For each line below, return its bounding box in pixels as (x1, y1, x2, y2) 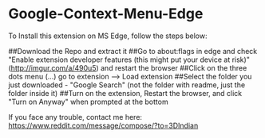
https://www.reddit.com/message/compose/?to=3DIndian (8, 121, 199, 130)
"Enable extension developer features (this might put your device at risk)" (8, 55, 250, 64)
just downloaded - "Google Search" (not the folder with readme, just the (8, 80, 246, 90)
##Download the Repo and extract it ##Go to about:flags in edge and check (8, 46, 258, 56)
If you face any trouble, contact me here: (8, 112, 142, 121)
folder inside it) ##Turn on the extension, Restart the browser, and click (8, 88, 243, 98)
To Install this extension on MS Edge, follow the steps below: (8, 31, 208, 40)
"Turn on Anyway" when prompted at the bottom (8, 97, 169, 106)
